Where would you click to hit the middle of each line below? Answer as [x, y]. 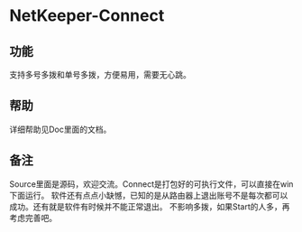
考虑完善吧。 [33, 218]
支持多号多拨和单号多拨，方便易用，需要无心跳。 [100, 74]
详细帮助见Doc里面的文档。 [60, 129]
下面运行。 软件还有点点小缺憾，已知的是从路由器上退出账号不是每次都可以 [149, 195]
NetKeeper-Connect [87, 16]
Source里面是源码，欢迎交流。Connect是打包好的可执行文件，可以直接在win [151, 184]
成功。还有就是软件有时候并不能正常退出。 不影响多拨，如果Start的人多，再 [150, 206]
